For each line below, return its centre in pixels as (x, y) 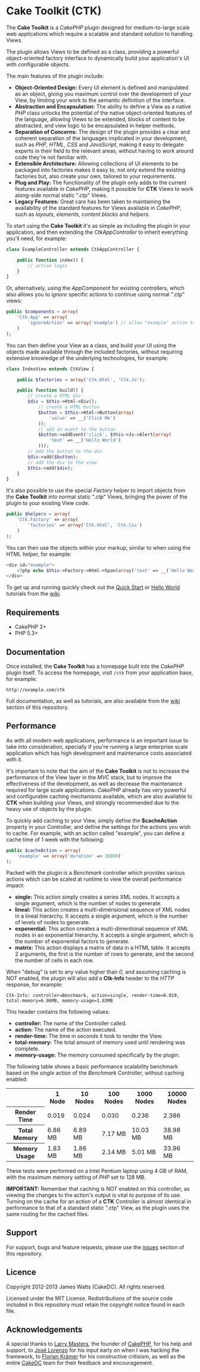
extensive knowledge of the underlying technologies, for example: (87, 358)
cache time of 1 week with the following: (55, 840)
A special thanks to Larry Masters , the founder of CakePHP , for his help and (99, 1344)
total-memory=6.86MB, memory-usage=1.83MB (60, 1001)
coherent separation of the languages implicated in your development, (101, 138)
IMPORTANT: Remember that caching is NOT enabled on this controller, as (98, 1188)
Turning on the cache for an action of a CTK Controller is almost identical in (99, 1201)
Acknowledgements (44, 1329)
